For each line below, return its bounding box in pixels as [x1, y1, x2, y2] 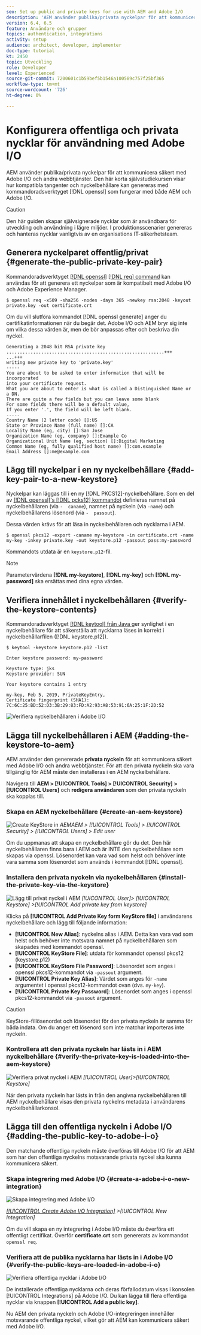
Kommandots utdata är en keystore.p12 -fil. [6, 548, 112, 555]
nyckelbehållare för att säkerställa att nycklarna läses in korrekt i [6, 627, 165, 634]
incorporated [6, 375, 39, 381]
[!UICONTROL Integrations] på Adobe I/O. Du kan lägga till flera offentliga [6, 1292, 187, 1300]
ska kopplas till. [6, 792, 45, 800]
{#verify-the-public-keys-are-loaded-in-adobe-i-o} [6, 1260, 161, 1268]
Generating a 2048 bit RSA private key [6, 343, 106, 349]
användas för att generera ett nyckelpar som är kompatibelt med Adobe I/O [6, 279, 191, 287]
